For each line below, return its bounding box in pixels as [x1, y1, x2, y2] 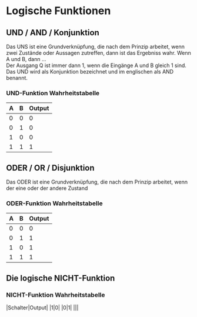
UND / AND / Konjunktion [6, 28, 100, 38]
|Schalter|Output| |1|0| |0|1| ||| [6, 304, 79, 311]
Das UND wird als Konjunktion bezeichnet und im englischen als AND [6, 68, 174, 75]
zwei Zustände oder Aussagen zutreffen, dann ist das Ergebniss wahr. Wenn [6, 49, 191, 56]
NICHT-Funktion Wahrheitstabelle [6, 291, 105, 299]
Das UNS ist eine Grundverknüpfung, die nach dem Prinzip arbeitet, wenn [6, 43, 185, 50]
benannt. [6, 75, 28, 81]
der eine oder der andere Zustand [6, 185, 88, 192]
